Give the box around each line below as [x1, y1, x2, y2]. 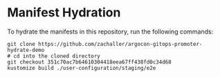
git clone [7, 40, 36, 47]
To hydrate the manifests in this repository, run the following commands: [7, 27, 214, 36]
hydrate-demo [7, 47, 45, 53]
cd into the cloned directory [13, 53, 100, 60]
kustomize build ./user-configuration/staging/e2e [7, 64, 156, 71]
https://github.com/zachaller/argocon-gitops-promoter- [37, 40, 203, 47]
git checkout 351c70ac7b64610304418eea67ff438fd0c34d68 [7, 58, 172, 66]
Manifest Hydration [7, 5, 121, 21]
